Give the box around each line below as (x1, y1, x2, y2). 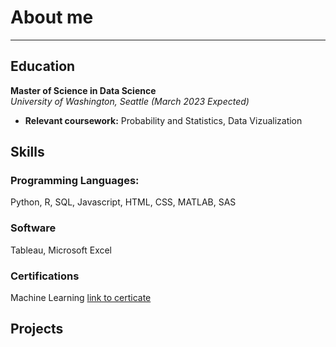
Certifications (10, 269, 80, 283)
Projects (10, 321, 64, 338)
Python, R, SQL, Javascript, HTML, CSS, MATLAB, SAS (10, 196, 237, 208)
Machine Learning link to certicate (10, 292, 152, 304)
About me (10, 6, 94, 29)
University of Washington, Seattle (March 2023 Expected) (10, 95, 250, 107)
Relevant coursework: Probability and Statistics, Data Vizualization (24, 114, 303, 126)
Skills (10, 144, 45, 161)
